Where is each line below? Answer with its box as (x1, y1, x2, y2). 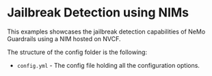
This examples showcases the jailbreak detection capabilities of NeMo (7, 27, 206, 36)
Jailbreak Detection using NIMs (7, 5, 189, 21)
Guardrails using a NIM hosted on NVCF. (7, 34, 121, 42)
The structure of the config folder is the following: (7, 48, 148, 56)
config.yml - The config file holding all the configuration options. (16, 61, 200, 69)
